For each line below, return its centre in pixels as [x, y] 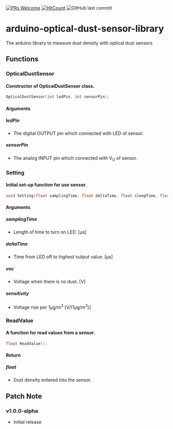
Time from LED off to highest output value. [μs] [63, 257]
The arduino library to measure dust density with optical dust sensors [79, 43]
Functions [22, 59]
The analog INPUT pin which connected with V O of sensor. [75, 158]
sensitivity [17, 293]
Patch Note [24, 396]
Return [13, 355]
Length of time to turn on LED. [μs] [50, 232]
